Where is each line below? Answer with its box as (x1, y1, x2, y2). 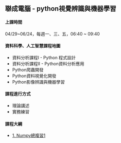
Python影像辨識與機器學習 (12, 79, 65, 85)
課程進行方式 (5, 91, 31, 97)
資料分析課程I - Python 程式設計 (12, 54, 76, 60)
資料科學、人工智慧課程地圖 (5, 43, 61, 49)
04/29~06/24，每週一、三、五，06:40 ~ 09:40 (5, 31, 100, 36)
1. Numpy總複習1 (12, 133, 46, 139)
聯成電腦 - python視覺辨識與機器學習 (5, 4, 117, 13)
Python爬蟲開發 (12, 67, 44, 72)
